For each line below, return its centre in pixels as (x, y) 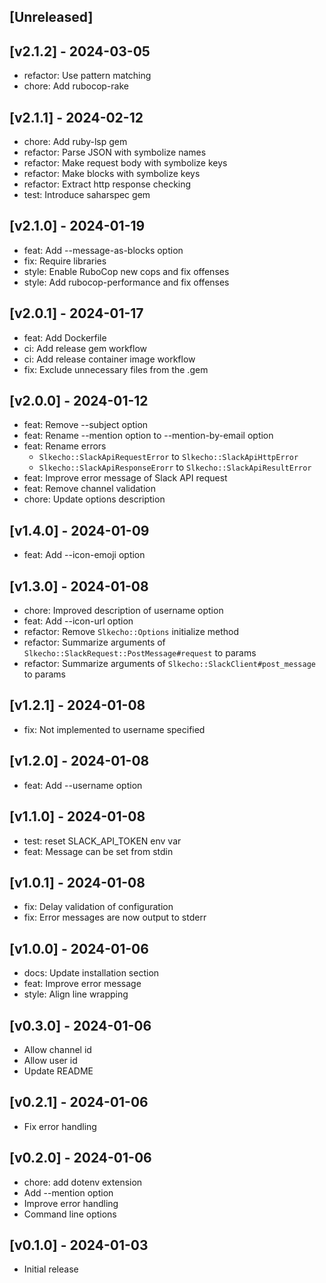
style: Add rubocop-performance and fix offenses (126, 282)
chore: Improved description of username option (123, 611)
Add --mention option (68, 1192)
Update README (58, 1071)
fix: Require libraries (65, 261)
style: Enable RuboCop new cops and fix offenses (126, 271)
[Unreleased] (51, 17)
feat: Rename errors (65, 446)
